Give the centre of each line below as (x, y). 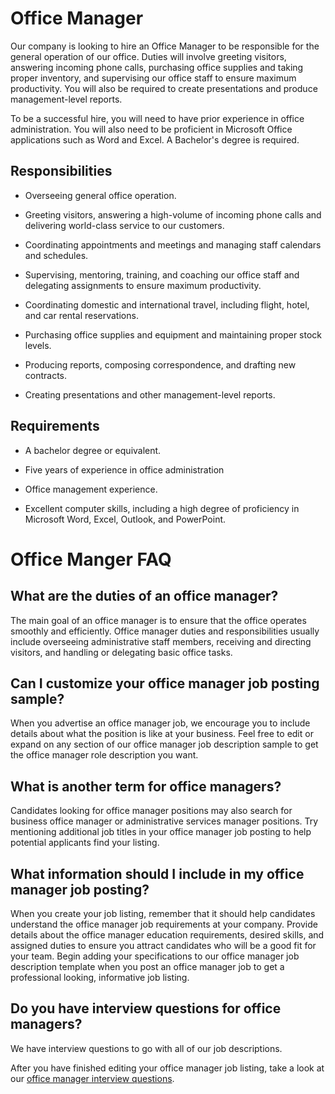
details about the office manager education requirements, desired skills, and (167, 935)
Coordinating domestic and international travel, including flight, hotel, (167, 304)
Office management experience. (91, 489)
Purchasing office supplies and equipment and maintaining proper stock (173, 334)
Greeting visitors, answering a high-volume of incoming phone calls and (173, 214)
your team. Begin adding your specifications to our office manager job (155, 956)
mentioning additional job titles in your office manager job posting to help (161, 832)
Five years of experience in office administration (124, 469)
